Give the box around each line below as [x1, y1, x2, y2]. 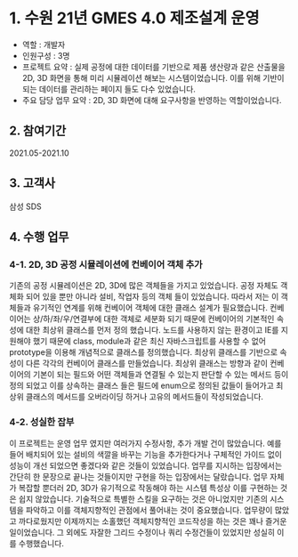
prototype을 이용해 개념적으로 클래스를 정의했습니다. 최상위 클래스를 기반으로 [9, 347, 278, 358]
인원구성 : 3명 [21, 50, 70, 61]
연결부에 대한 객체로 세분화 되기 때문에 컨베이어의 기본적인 [72, 313, 275, 325]
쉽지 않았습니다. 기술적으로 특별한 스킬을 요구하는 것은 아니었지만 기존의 [18, 493, 269, 504]
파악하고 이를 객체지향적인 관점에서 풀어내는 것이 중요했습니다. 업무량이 [25, 505, 273, 515]
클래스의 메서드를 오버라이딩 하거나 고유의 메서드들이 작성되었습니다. [25, 392, 264, 402]
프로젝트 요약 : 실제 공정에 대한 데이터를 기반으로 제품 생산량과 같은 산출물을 [21, 61, 286, 72]
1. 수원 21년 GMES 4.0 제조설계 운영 [9, 8, 260, 28]
